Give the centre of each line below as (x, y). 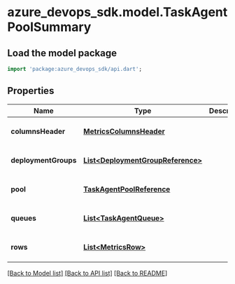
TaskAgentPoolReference (127, 189)
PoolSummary (49, 27)
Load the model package (62, 53)
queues (24, 218)
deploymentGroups (44, 160)
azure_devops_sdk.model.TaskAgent (117, 12)
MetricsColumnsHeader (124, 131)
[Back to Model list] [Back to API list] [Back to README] (87, 273)
